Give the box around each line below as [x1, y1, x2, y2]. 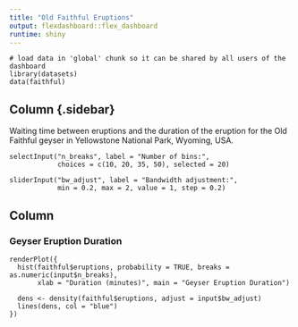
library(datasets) [9, 70, 78, 79]
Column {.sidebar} [9, 102, 115, 117]
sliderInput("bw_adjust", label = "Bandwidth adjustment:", [9, 176, 239, 185]
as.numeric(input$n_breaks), [9, 270, 118, 280]
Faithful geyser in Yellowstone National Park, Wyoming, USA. [9, 135, 234, 146]
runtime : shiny [9, 29, 66, 38]
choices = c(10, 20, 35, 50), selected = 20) [56, 160, 230, 170]
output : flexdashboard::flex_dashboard [9, 21, 158, 30]
